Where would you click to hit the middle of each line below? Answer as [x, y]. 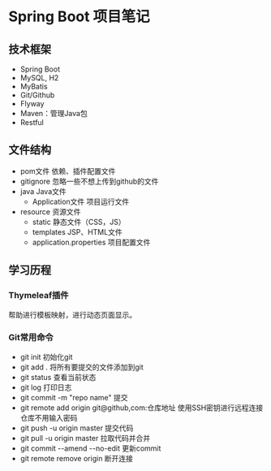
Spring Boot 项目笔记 [79, 17]
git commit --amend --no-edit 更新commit [90, 448]
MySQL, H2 [39, 78]
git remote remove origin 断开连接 [77, 458]
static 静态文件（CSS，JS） [79, 222]
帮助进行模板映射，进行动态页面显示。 [72, 314]
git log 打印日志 [46, 387]
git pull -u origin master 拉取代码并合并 [85, 438]
